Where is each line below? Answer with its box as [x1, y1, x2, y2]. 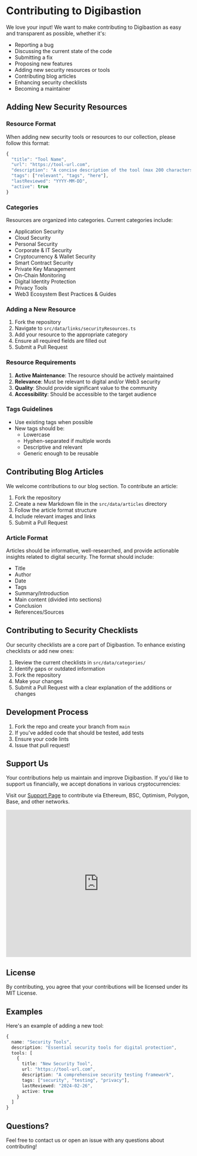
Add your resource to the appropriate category [14, 331, 128, 338]
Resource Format [6, 120, 56, 128]
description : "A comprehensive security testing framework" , [21, 1072, 175, 1078]
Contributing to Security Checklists [6, 625, 138, 635]
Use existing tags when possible [14, 418, 93, 425]
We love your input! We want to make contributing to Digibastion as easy [6, 24, 182, 31]
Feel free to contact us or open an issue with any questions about [6, 1137, 164, 1144]
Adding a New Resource [6, 305, 76, 313]
